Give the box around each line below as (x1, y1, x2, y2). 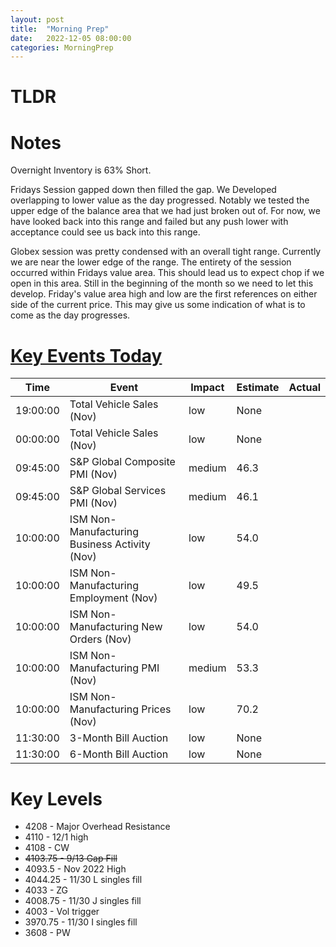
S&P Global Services (69, 484, 167, 498)
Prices (141, 702, 172, 716)
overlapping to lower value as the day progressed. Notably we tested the (10, 194, 310, 206)
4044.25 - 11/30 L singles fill (24, 874, 143, 886)
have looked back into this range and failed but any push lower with (10, 216, 289, 228)
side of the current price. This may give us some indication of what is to (10, 299, 306, 311)
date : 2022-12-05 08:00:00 (10, 33, 132, 43)
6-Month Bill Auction (69, 747, 169, 761)
